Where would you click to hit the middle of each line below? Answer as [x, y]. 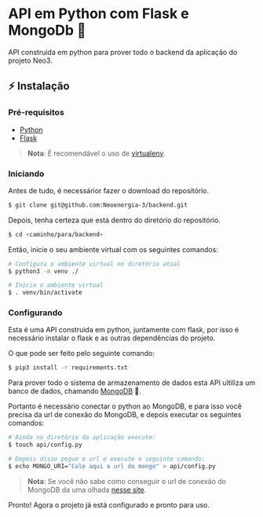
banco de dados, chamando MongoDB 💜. [75, 391]
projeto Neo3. [30, 60]
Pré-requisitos [36, 112]
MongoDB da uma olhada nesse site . [87, 489]
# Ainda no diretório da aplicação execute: [82, 438]
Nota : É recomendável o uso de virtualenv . [96, 153]
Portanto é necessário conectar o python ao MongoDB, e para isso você [125, 406]
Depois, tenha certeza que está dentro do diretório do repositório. [115, 220]
